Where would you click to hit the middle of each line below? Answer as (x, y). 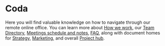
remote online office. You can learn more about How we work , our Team (80, 27)
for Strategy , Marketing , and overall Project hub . (55, 38)
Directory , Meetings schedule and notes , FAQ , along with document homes (83, 33)
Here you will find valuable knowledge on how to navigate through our (78, 22)
